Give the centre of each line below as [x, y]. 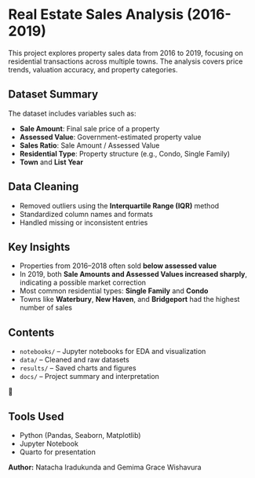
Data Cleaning [44, 187]
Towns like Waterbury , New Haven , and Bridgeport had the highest [129, 300]
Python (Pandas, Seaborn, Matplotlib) [80, 435]
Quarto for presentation [58, 452]
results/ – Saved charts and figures [78, 368]
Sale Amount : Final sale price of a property [89, 128]
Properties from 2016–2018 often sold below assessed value [118, 266]
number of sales [46, 307]
